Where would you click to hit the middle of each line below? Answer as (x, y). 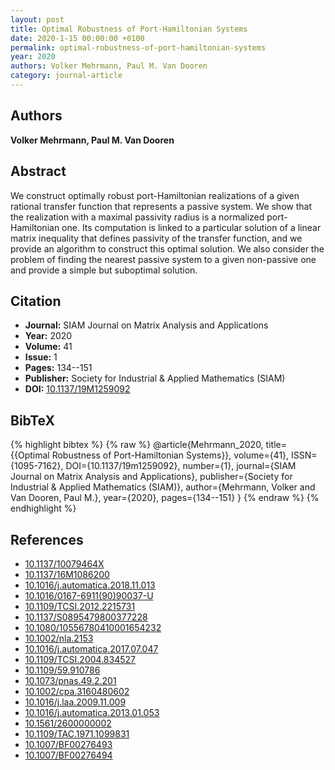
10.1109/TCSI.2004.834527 (80, 659)
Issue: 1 (41, 357)
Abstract (38, 171)
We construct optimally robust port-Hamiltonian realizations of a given (155, 195)
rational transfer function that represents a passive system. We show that (161, 206)
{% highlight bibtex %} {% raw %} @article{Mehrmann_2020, (137, 445)
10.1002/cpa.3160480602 (77, 691)
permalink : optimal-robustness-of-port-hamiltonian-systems (138, 47)
